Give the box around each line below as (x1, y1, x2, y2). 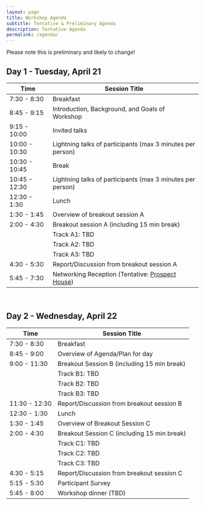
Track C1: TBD (57, 439, 100, 447)
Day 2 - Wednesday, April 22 (6, 311, 118, 321)
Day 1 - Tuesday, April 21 (6, 66, 101, 77)
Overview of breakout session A (52, 210, 145, 219)
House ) (52, 277, 74, 286)
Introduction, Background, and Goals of (52, 105, 165, 113)
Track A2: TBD (52, 240, 95, 249)
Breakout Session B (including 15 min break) (57, 359, 186, 368)
